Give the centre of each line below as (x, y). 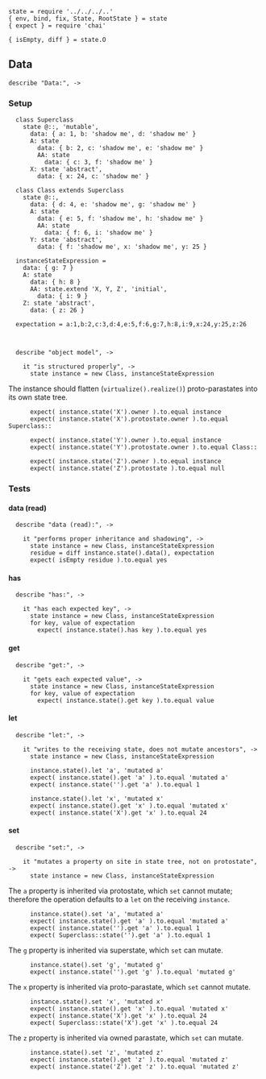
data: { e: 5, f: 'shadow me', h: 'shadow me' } (121, 219)
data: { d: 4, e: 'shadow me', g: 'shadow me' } (113, 205)
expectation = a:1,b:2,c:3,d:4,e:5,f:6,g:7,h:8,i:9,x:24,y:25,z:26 (131, 325)
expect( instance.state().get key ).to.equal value (126, 700)
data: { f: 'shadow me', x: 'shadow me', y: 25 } (122, 247)
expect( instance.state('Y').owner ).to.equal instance (125, 440)
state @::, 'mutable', (61, 127)
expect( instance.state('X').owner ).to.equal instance (125, 412)
